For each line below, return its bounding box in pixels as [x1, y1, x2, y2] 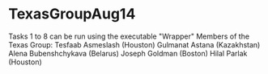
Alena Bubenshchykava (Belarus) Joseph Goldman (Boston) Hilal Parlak [8, 48, 248, 58]
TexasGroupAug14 [8, 5, 136, 23]
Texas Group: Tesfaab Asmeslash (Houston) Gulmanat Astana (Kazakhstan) [8, 39, 261, 49]
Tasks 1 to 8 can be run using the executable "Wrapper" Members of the [8, 31, 249, 41]
